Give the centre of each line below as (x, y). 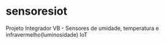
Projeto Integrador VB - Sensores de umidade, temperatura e (82, 28)
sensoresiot (37, 11)
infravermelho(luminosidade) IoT (47, 34)
